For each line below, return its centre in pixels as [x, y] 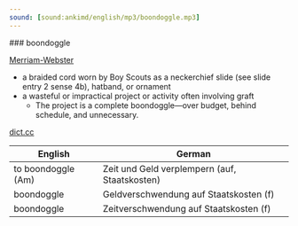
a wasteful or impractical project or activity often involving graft [138, 96]
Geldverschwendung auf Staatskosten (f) [188, 194]
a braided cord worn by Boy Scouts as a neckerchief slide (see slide [146, 77]
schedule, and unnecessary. [87, 114]
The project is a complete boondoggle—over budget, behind [146, 105]
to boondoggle [44, 168]
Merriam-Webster [42, 59]
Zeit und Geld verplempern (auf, [169, 168]
